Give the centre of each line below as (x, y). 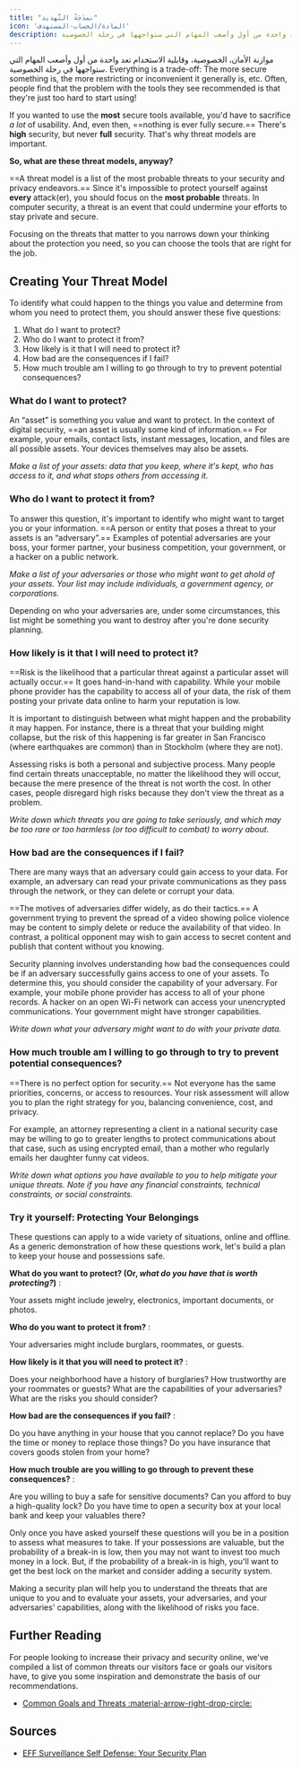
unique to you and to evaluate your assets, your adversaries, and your (138, 1597)
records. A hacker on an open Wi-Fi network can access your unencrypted (147, 1002)
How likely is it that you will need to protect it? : (99, 1362)
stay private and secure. (54, 217)
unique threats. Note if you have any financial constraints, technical (135, 1184)
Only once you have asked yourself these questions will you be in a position (149, 1532)
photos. (23, 1310)
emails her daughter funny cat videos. (79, 1157)
